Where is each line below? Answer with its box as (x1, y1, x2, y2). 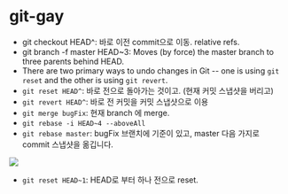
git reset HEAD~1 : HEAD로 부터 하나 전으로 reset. (21, 175, 199, 185)
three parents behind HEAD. (21, 56, 124, 66)
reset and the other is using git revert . (21, 74, 168, 85)
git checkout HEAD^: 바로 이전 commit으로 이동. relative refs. (21, 36, 240, 47)
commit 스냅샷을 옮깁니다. (21, 139, 113, 150)
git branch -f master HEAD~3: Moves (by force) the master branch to (21, 46, 275, 57)
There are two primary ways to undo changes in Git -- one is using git (21, 65, 280, 76)
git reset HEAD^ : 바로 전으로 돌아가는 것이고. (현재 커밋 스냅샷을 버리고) (21, 85, 275, 96)
